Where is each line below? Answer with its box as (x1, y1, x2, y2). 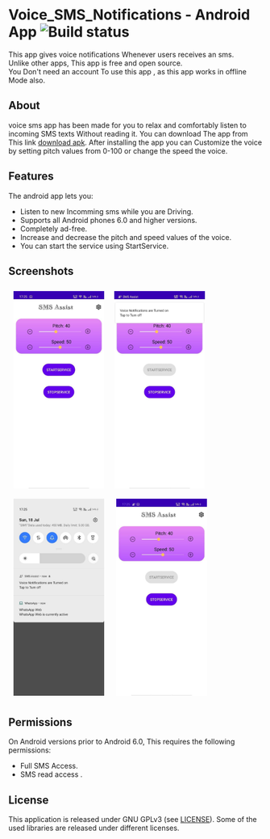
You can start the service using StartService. (19, 241, 169, 251)
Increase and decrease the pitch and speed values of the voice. (19, 232, 232, 242)
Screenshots (8, 264, 74, 278)
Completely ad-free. (19, 224, 88, 234)
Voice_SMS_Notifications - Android (8, 6, 251, 24)
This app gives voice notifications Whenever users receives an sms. (8, 49, 235, 59)
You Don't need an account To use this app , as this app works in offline (8, 66, 247, 76)
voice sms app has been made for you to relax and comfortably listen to (8, 120, 247, 130)
